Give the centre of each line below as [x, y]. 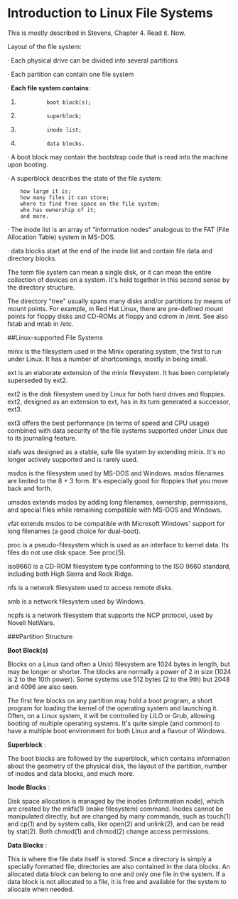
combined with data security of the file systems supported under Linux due [118, 430]
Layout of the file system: [44, 46]
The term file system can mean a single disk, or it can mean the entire [109, 272]
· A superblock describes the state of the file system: [85, 178]
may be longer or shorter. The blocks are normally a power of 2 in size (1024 [119, 671]
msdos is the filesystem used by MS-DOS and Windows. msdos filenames [116, 473]
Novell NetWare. [31, 622]
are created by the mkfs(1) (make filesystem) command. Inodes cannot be [115, 809]
